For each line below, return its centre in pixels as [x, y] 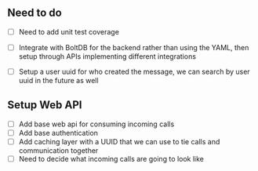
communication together [58, 151]
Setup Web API [45, 105]
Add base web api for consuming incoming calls [96, 124]
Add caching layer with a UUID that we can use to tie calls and [119, 141]
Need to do [35, 13]
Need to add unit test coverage [69, 31]
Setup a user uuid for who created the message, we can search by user [134, 71]
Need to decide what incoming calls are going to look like [111, 159]
